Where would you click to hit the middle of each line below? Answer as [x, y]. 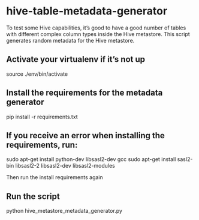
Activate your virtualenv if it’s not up [76, 59]
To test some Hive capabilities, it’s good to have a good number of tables [96, 28]
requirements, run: [42, 145]
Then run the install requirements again [55, 177]
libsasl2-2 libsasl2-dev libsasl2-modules [65, 166]
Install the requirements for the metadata [85, 93]
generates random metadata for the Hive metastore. [70, 40]
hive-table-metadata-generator [87, 11]
